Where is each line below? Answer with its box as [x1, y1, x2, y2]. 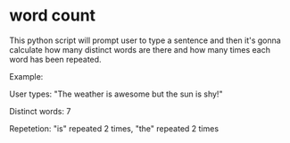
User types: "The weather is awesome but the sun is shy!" [9, 88, 223, 99]
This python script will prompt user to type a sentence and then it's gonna [9, 35, 281, 46]
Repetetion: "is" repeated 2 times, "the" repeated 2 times [9, 122, 220, 134]
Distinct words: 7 [9, 105, 71, 116]
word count [9, 5, 96, 26]
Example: [9, 71, 44, 81]
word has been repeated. [9, 54, 102, 64]
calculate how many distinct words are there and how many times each [9, 44, 270, 55]
